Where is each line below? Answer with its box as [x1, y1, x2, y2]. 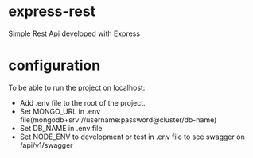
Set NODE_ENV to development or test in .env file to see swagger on [19, 132, 245, 141]
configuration [8, 56, 101, 75]
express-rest [8, 2, 96, 21]
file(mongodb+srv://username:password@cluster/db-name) [19, 114, 217, 125]
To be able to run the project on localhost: [8, 83, 146, 92]
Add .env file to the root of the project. [19, 98, 146, 107]
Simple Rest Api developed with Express [8, 29, 141, 38]
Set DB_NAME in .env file [19, 123, 103, 133]
